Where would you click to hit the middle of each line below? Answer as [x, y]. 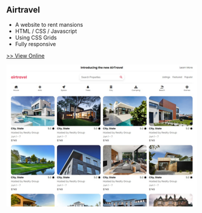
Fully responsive [35, 44]
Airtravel [23, 10]
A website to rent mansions [49, 24]
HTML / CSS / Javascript [46, 31]
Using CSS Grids [36, 37]
